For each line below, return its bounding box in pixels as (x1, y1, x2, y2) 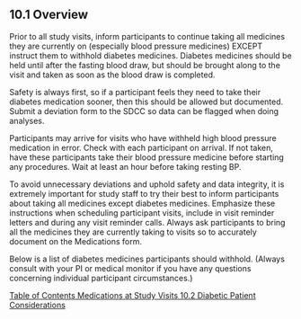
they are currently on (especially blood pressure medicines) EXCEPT (9, 40, 263, 51)
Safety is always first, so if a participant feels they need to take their (9, 86, 261, 97)
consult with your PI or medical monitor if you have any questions (9, 262, 252, 273)
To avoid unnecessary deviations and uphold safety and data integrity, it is (9, 179, 285, 190)
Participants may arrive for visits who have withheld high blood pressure (9, 132, 277, 143)
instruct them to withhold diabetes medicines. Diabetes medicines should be (9, 49, 292, 61)
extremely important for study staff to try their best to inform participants (9, 188, 279, 199)
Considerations (9, 299, 66, 310)
